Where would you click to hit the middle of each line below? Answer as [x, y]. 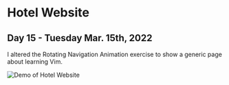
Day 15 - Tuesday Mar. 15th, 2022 [80, 38]
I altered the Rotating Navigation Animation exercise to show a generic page [115, 54]
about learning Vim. [35, 62]
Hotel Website [48, 13]
